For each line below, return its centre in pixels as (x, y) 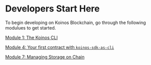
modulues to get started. (31, 27)
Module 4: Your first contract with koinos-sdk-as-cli (60, 47)
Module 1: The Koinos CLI (31, 37)
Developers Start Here (52, 9)
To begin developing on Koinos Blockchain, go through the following (76, 22)
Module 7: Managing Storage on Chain (45, 57)
